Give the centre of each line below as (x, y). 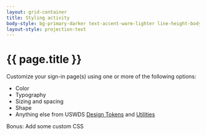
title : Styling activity (38, 18)
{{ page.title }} (44, 60)
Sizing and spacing (39, 101)
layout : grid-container (37, 12)
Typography (31, 95)
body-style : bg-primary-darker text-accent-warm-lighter (81, 23)
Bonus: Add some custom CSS (45, 126)
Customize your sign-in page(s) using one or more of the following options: (101, 77)
